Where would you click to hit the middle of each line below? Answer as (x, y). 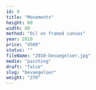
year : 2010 (19, 39)
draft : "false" (25, 67)
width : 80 (18, 28)
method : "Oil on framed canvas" (46, 34)
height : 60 (19, 22)
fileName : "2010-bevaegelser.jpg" (49, 56)
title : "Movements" (30, 17)
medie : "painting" (29, 61)
